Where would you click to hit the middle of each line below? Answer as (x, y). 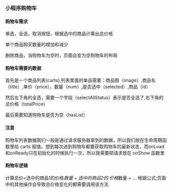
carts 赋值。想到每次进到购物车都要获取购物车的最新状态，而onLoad (92, 146)
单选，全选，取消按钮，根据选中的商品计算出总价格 (59, 34)
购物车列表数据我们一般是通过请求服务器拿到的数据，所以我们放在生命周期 (84, 140)
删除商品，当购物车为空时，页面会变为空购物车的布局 (61, 55)
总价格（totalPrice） (27, 104)
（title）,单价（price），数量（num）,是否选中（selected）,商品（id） (78, 87)
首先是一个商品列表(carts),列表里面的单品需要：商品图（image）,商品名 (81, 80)
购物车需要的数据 (23, 68)
